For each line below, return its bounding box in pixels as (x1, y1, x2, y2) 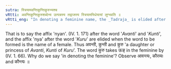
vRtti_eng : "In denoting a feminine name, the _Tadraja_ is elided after (5, 17, 166, 22)
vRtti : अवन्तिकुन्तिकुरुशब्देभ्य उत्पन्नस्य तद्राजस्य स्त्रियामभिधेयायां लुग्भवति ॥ (5, 12, 121, 17)
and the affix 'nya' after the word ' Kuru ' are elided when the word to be (5, 36, 155, 42)
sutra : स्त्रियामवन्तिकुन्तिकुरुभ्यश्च (5, 7, 57, 13)
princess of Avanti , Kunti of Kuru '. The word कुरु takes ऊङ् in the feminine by (5, 47, 164, 53)
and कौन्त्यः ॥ (5, 59, 30, 65)
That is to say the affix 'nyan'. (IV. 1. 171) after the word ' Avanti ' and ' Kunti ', (5, 31, 162, 37)
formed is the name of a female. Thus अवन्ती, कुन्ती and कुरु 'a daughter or (5, 42, 155, 48)
